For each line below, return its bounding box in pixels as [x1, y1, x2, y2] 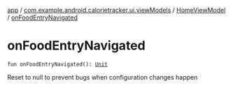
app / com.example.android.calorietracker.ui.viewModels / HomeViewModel [7, 6, 226, 14]
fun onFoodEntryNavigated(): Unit [7, 61, 108, 68]
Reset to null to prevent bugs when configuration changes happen [7, 73, 198, 81]
